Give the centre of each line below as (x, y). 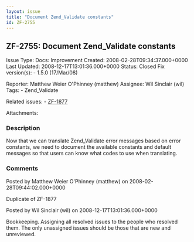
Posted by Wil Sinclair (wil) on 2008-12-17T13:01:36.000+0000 (82, 210)
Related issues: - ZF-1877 (37, 102)
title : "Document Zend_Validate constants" (60, 17)
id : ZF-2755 (21, 22)
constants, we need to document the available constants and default (89, 147)
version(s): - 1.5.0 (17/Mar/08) (42, 73)
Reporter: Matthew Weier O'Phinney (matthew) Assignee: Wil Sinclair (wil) (95, 84)
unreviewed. (21, 234)
